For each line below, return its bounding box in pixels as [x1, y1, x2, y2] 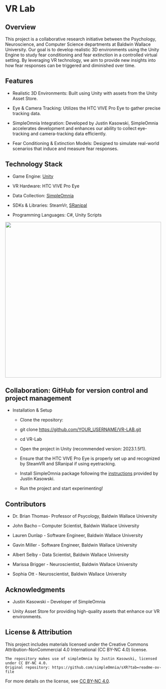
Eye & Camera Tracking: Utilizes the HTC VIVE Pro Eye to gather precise [12, 105, 161, 111]
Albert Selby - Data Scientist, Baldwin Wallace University [12, 551, 129, 558]
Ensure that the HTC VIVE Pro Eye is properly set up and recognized [19, 455, 161, 461]
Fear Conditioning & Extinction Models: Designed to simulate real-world [12, 140, 160, 146]
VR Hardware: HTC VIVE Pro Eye [12, 183, 80, 189]
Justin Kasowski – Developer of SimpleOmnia [12, 599, 106, 605]
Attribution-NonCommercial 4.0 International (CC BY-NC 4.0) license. [5, 646, 148, 653]
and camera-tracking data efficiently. [30, 131, 107, 137]
